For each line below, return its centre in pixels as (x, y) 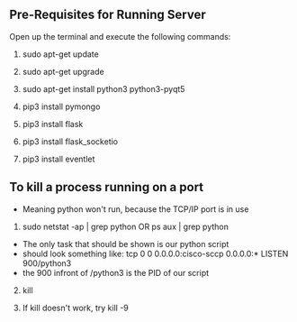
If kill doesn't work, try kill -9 (75, 308)
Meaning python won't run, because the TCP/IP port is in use (135, 209)
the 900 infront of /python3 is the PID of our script (116, 272)
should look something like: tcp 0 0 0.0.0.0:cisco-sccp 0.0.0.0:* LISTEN (155, 253)
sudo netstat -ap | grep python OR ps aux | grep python (126, 226)
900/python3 (47, 263)
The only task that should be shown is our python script (126, 244)
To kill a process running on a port (107, 187)
